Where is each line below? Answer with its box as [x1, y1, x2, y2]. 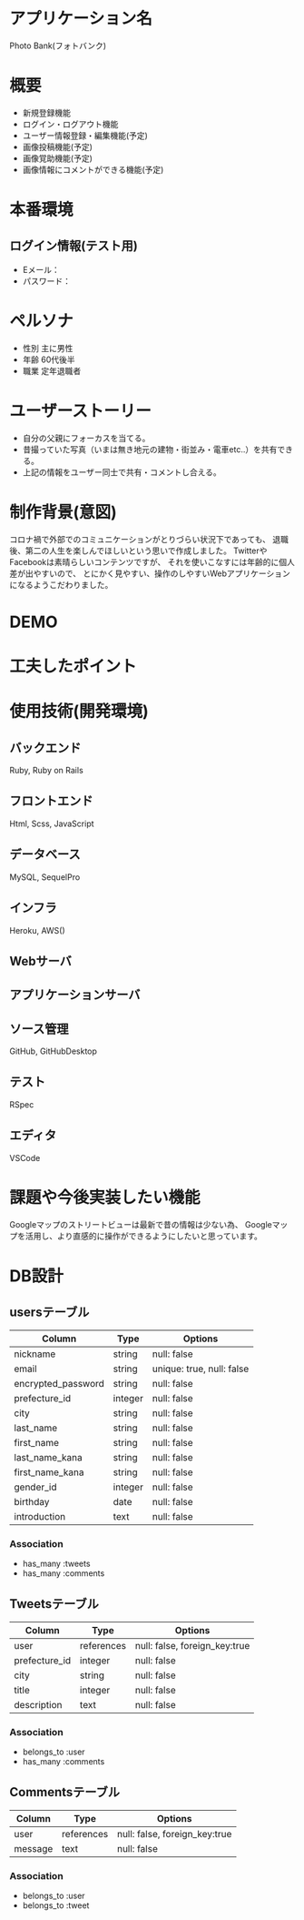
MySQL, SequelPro [9, 871, 81, 883]
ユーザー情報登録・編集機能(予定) [22, 129, 148, 141]
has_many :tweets [22, 1558, 91, 1569]
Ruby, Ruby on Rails [9, 765, 83, 776]
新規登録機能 [22, 106, 71, 118]
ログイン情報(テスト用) [9, 238, 138, 254]
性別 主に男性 [22, 342, 74, 353]
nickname [14, 1348, 56, 1360]
